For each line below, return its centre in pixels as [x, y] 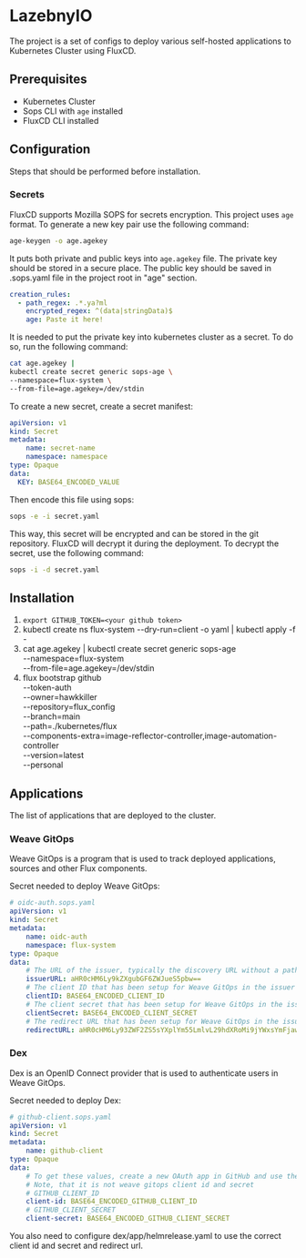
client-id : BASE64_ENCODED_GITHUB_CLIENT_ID [112, 1202]
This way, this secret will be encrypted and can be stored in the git [134, 533]
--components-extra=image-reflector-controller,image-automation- [150, 736]
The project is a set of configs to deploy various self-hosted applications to [150, 41]
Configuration [50, 150]
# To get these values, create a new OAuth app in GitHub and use [154, 1176]
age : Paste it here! [65, 320]
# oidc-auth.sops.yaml [52, 903]
